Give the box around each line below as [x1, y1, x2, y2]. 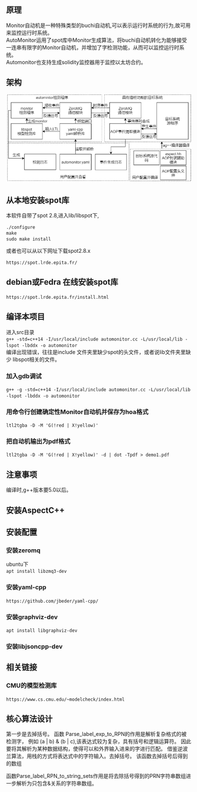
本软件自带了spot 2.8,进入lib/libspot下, [6, 212, 99, 219]
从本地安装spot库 [6, 195, 69, 205]
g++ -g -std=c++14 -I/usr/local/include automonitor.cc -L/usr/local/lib [6, 387, 191, 392]
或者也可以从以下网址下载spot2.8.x [6, 247, 91, 254]
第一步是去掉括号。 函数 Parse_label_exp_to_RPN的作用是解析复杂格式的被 [6, 731, 187, 738]
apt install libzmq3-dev [6, 569, 67, 575]
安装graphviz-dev [6, 613, 58, 621]
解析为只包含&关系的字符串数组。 [16, 780, 98, 787]
